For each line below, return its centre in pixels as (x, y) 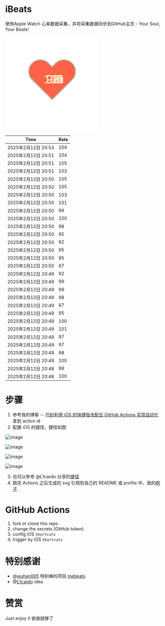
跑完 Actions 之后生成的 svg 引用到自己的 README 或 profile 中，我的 (84, 483)
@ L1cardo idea (28, 582)
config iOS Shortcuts (34, 534)
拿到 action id (26, 421)
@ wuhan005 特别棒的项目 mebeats (49, 576)
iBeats (19, 9)
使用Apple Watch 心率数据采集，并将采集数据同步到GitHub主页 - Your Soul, (83, 24)
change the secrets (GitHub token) (48, 529)
